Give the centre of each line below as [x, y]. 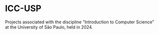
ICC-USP [23, 9]
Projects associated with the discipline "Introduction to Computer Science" [79, 22]
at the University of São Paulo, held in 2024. [49, 27]
